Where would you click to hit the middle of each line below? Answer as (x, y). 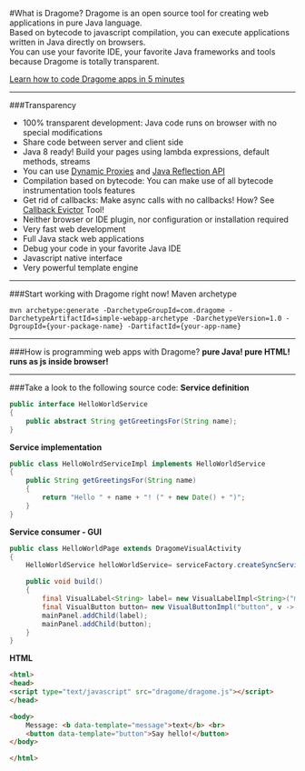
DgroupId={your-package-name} (67, 326)
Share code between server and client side (103, 142)
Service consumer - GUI (56, 532)
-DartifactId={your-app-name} (184, 326)
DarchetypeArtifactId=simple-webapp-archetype (99, 318)
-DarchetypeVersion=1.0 (237, 318)
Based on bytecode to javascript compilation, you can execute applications (150, 32)
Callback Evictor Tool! (63, 210)
